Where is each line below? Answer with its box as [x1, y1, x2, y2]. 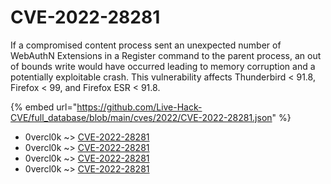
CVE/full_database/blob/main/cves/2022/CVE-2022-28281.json [10, 111, 273, 123]
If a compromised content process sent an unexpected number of [10, 39, 282, 51]
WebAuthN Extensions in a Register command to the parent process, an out [10, 49, 322, 61]
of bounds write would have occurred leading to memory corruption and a [10, 60, 316, 72]
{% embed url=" [10, 101, 78, 113]
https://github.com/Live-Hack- [76, 101, 203, 113]
